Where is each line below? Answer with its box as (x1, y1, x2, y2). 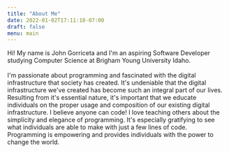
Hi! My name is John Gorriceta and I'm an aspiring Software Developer (7, 49, 211, 57)
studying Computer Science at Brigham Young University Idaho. (7, 57, 191, 65)
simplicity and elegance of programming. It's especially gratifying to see (7, 116, 215, 124)
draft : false (7, 23, 45, 30)
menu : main (7, 29, 39, 37)
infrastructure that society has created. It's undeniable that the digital (7, 78, 207, 87)
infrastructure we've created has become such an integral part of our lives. (7, 86, 223, 94)
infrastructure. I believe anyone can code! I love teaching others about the (7, 108, 220, 117)
